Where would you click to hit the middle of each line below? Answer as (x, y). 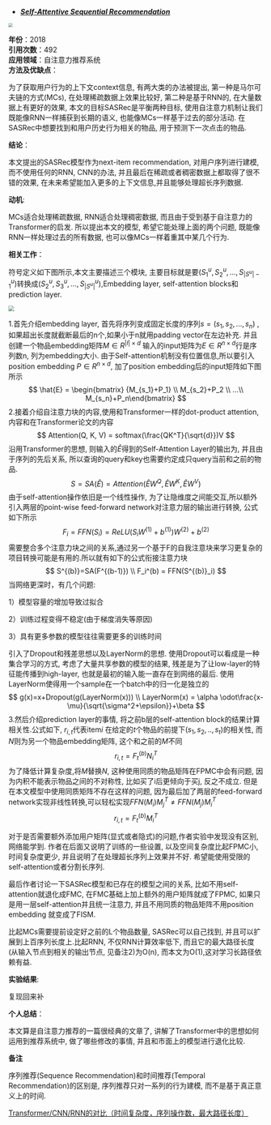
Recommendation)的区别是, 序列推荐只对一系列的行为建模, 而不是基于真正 (131, 1086)
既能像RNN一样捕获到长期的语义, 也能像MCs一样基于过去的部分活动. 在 (127, 118)
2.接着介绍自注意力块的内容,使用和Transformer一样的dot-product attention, (134, 412)
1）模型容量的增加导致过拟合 (56, 601)
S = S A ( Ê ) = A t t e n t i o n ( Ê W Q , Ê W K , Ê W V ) (136, 483)
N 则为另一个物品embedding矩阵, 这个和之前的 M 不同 (95, 741)
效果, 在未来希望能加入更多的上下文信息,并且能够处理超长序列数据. (133, 182)
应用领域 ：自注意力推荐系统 (55, 60)
